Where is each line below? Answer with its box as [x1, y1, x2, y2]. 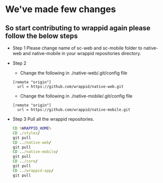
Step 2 [12, 60, 27, 66]
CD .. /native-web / [12, 140, 51, 145]
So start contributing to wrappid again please [5, 24, 150, 32]
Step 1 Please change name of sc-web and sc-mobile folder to [12, 45, 143, 51]
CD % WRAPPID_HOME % [12, 126, 51, 131]
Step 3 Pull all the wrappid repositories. [12, 116, 94, 122]
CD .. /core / [12, 159, 38, 164]
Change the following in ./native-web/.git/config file [20, 70, 128, 76]
